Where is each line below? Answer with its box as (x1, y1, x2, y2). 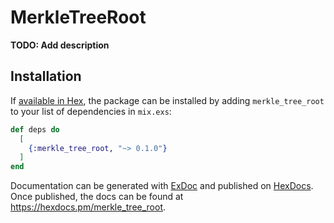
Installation (10, 68, 82, 85)
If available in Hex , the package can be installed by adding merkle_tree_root (10, 94, 325, 106)
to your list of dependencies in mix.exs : (10, 105, 172, 117)
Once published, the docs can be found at (10, 191, 184, 203)
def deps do (10, 124, 60, 135)
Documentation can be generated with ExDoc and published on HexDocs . (10, 180, 314, 192)
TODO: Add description (10, 39, 110, 51)
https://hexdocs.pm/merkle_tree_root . (10, 201, 167, 213)
